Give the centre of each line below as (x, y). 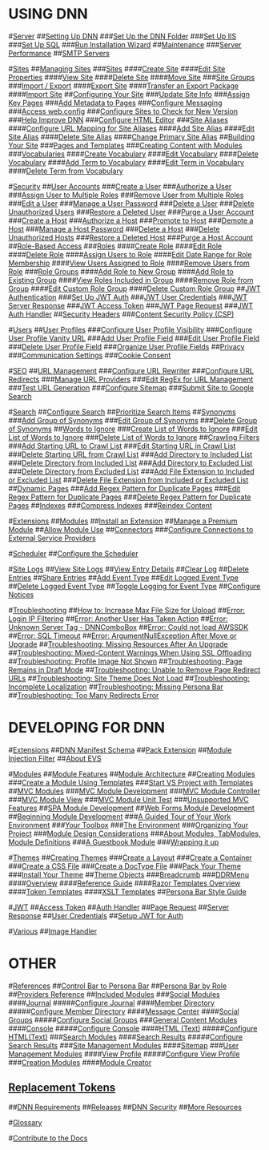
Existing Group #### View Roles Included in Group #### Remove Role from (131, 280)
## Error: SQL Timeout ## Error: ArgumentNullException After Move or (123, 636)
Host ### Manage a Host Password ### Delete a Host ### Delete (114, 228)
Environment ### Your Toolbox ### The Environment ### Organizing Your (128, 825)
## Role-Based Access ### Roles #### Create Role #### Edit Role (115, 246)
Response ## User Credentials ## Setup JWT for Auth (96, 915)
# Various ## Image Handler (53, 931)
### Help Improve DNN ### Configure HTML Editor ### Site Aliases (118, 119)
